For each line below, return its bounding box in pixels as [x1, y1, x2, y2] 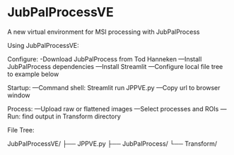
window [7, 91, 30, 99]
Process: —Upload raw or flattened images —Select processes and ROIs [7, 104, 219, 113]
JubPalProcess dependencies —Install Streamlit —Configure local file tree [7, 62, 223, 70]
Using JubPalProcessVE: [7, 41, 79, 49]
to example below [7, 70, 59, 78]
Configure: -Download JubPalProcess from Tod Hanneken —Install [7, 54, 202, 63]
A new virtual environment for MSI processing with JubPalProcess [7, 27, 200, 36]
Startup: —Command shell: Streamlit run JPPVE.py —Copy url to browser [7, 83, 221, 92]
